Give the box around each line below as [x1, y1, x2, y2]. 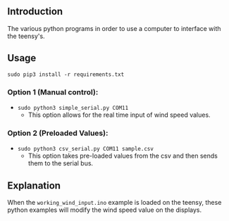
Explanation [7, 179, 61, 191]
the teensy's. [7, 32, 45, 40]
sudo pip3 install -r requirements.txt [7, 70, 125, 78]
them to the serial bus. [27, 159, 94, 168]
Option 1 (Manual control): [7, 87, 99, 97]
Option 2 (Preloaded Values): [7, 128, 109, 138]
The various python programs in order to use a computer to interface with [7, 24, 221, 32]
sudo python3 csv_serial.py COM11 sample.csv [17, 146, 154, 153]
